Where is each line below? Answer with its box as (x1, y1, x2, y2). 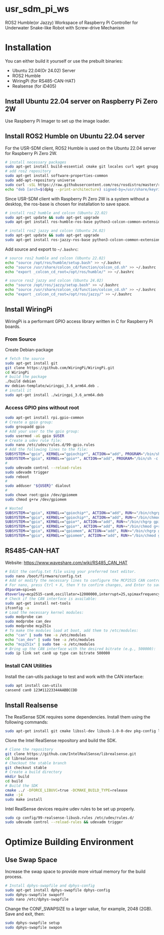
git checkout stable (5, 765, 47, 770)
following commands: (5, 719, 48, 725)
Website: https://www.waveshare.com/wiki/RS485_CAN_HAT (5, 560, 128, 565)
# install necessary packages (5, 160, 67, 165)
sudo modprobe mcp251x (5, 624, 51, 629)
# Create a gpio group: (5, 420, 54, 425)
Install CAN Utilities (5, 662, 52, 669)
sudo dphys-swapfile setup (5, 920, 60, 925)
